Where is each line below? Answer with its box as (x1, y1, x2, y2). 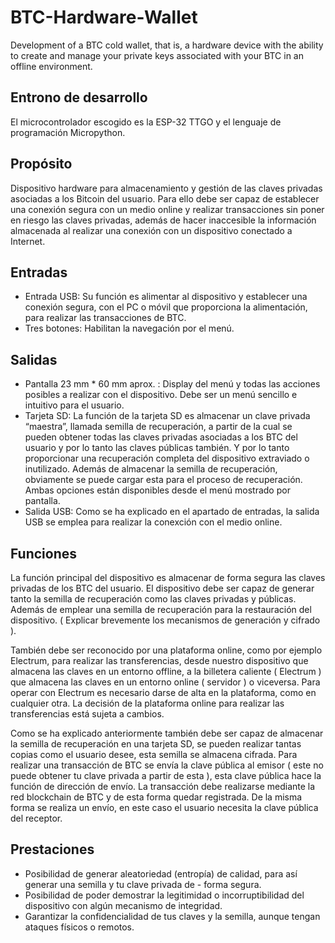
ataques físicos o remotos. (24, 921, 135, 933)
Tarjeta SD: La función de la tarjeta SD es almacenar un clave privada (24, 410, 311, 422)
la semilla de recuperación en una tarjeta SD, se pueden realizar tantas (10, 738, 302, 750)
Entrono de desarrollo (10, 89, 148, 106)
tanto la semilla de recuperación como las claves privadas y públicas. (10, 593, 297, 605)
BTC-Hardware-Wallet (10, 6, 198, 29)
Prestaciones (10, 841, 95, 858)
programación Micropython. (10, 126, 126, 138)
